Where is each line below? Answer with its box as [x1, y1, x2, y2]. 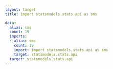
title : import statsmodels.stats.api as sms [5, 12, 97, 17]
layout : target [5, 7, 36, 12]
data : [5, 20, 16, 25]
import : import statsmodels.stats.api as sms [14, 47, 109, 52]
